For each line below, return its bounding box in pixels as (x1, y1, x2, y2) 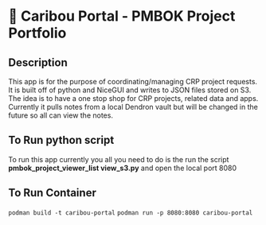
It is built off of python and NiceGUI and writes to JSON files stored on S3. (8, 85, 252, 95)
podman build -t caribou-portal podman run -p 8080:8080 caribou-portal (8, 208, 253, 217)
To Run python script (8, 134, 115, 147)
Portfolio (8, 24, 67, 42)
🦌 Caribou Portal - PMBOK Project (8, 7, 236, 25)
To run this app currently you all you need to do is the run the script (8, 154, 229, 164)
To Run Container (8, 186, 97, 200)
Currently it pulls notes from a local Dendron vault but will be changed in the (8, 103, 259, 111)
